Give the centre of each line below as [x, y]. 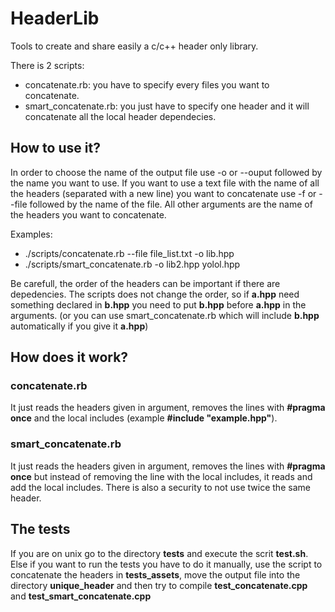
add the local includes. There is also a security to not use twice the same [160, 487]
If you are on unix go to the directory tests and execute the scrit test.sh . [159, 553]
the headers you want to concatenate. [88, 214]
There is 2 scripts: [47, 65]
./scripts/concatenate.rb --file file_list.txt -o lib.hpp [129, 253]
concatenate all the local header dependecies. [120, 116]
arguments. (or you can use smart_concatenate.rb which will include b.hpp [165, 315]
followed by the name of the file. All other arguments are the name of [171, 204]
